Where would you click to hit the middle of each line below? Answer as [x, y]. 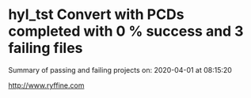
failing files [46, 48]
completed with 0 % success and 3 [126, 31]
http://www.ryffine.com [46, 85]
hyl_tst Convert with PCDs [96, 15]
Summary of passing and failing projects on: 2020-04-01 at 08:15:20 [120, 70]
